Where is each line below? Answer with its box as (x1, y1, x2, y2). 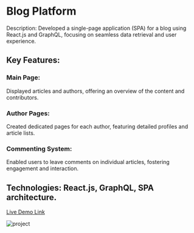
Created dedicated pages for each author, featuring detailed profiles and (6, 123, 189, 130)
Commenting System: (6, 145, 72, 153)
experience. (6, 37, 36, 45)
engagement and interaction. (6, 165, 79, 172)
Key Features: (6, 55, 60, 65)
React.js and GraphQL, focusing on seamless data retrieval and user (6, 30, 177, 38)
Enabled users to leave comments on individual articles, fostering (6, 159, 170, 166)
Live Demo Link (6, 209, 46, 216)
